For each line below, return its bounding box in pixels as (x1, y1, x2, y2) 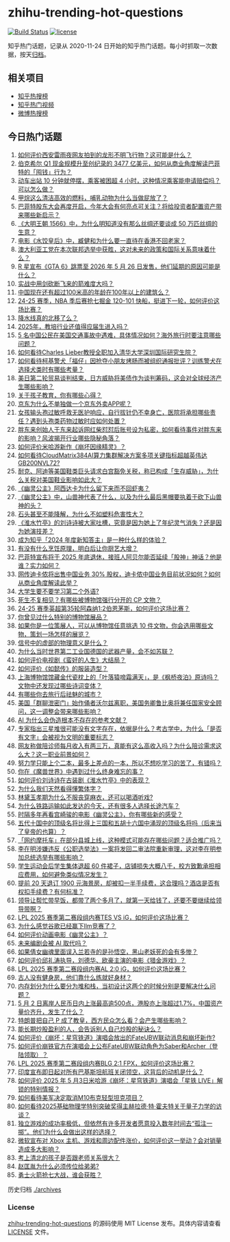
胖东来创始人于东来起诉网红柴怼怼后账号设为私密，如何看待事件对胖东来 (17, 425, 222, 433)
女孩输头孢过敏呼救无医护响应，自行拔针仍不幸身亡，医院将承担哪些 (17, 408, 210, 416)
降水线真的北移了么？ (17, 314, 78, 322)
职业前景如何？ (47, 750, 90, 758)
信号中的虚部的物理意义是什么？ (17, 639, 108, 647)
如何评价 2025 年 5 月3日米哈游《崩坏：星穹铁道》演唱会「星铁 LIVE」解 (17, 1076, 223, 1084)
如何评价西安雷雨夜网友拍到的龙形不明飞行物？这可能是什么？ (17, 150, 192, 159)
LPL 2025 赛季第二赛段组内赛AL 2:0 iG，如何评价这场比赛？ (17, 965, 187, 973)
